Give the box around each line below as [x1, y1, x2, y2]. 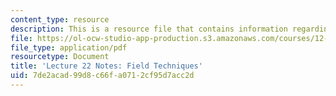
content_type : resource [10, 14, 110, 25]
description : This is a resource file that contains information [10, 24, 288, 34]
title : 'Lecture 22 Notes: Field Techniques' [10, 61, 203, 71]
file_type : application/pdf [10, 42, 128, 53]
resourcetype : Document [10, 52, 110, 62]
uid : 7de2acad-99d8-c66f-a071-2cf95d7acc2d [10, 71, 195, 81]
